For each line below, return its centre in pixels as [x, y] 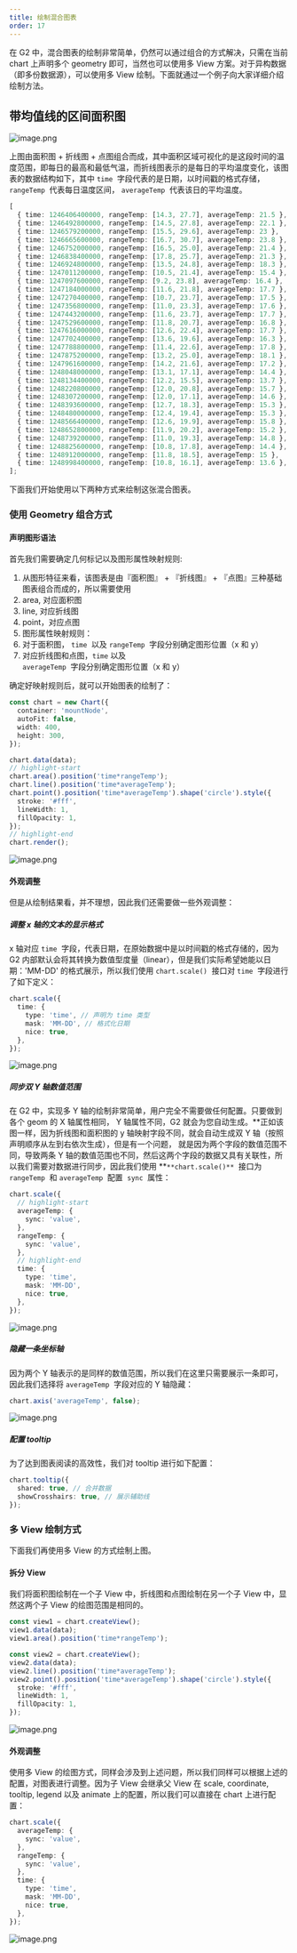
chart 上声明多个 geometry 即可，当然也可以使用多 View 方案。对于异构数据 [148, 63]
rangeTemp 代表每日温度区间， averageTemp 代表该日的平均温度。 [128, 190]
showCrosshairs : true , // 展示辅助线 [83, 1497]
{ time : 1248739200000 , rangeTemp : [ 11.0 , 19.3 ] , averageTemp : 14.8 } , [152, 438]
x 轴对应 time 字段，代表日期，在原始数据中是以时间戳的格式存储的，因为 [144, 949]
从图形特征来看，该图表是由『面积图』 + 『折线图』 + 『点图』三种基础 [152, 578]
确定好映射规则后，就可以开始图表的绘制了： [91, 686]
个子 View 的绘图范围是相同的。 [90, 1605]
